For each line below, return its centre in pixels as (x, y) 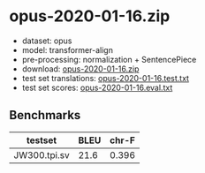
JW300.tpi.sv (42, 154)
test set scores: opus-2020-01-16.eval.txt (97, 87)
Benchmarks (45, 115)
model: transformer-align (67, 49)
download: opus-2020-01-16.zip (80, 69)
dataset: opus (47, 41)
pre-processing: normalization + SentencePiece (109, 59)
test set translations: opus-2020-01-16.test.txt (106, 78)
